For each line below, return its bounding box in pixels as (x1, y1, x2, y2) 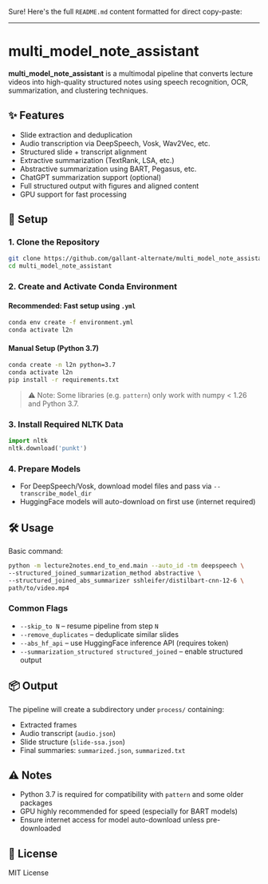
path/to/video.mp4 (8, 583, 69, 592)
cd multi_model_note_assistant (8, 262, 112, 270)
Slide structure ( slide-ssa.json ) (19, 737, 126, 747)
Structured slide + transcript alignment (19, 147, 148, 157)
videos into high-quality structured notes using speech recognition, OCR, (8, 77, 249, 86)
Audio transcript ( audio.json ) (19, 728, 116, 738)
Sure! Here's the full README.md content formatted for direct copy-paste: (8, 7, 242, 16)
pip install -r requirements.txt (8, 376, 120, 384)
